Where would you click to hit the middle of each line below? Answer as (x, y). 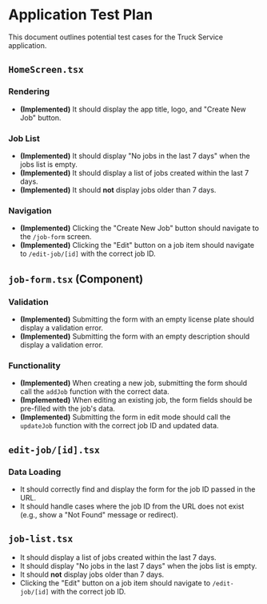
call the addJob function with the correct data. (94, 391)
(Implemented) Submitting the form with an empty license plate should (137, 319)
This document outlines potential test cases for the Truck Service (116, 37)
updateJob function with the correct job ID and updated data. (119, 426)
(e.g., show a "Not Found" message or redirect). (99, 514)
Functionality (35, 365)
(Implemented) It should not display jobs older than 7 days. (118, 189)
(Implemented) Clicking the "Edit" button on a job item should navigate (137, 245)
